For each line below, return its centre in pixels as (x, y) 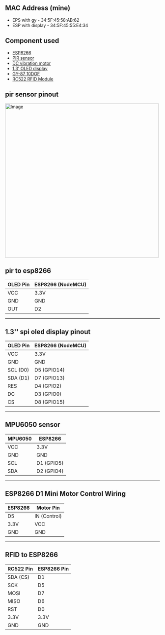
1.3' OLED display (30, 68)
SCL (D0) (18, 370)
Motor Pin (48, 508)
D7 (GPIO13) (49, 378)
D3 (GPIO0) (48, 394)
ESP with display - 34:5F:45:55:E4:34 (50, 25)
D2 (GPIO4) (50, 471)
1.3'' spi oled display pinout (48, 332)
